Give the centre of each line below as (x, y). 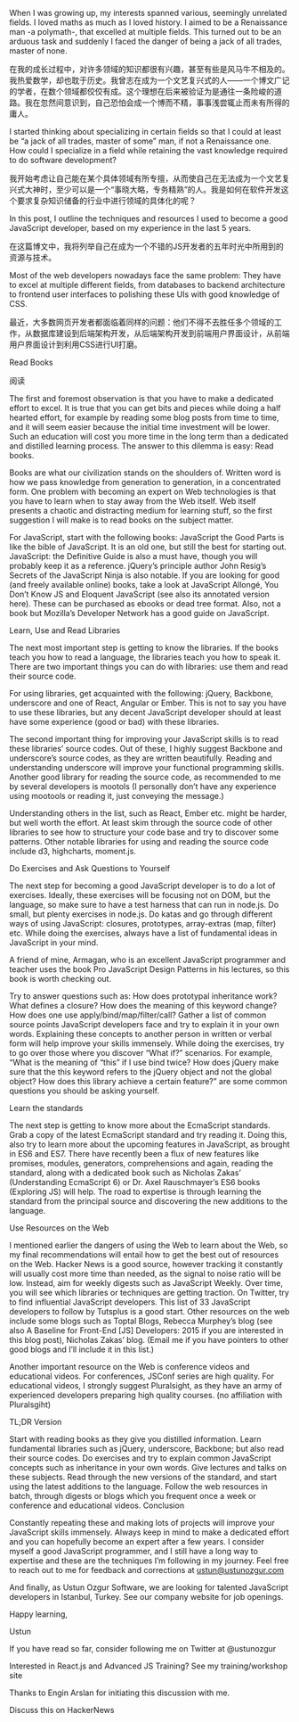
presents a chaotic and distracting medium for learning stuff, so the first (141, 511)
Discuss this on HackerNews (62, 1710)
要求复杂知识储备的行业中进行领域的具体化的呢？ (106, 201)
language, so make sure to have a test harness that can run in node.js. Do (144, 905)
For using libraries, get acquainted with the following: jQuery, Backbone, (141, 693)
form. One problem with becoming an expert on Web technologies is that (142, 491)
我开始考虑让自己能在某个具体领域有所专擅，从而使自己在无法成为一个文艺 (145, 178)
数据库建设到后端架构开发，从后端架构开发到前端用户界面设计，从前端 (161, 333)
